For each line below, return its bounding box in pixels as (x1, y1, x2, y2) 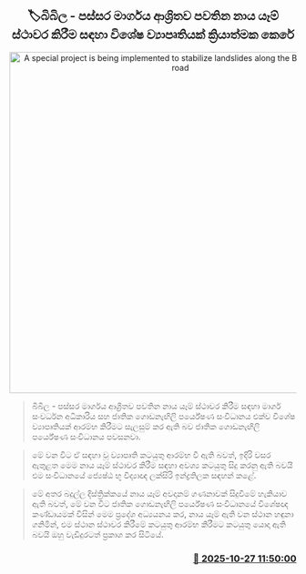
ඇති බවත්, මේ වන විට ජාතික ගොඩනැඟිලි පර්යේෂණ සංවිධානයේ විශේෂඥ (31, 498, 289, 509)
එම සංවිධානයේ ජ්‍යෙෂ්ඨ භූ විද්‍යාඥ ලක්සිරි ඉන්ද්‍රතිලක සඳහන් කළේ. (31, 469, 257, 480)
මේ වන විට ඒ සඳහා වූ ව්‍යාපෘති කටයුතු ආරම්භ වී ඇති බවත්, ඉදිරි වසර (31, 449, 271, 460)
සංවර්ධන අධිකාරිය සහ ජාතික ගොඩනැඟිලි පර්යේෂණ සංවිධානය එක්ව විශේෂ (31, 410, 296, 421)
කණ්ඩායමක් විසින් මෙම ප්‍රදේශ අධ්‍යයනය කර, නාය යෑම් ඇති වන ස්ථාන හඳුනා (31, 509, 294, 519)
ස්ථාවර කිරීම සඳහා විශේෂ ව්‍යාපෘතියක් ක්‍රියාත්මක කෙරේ (12, 27, 294, 43)
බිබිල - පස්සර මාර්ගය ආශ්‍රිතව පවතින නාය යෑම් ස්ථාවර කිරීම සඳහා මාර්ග (31, 400, 281, 411)
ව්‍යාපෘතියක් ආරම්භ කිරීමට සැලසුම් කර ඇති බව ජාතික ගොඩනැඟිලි (31, 420, 260, 431)
